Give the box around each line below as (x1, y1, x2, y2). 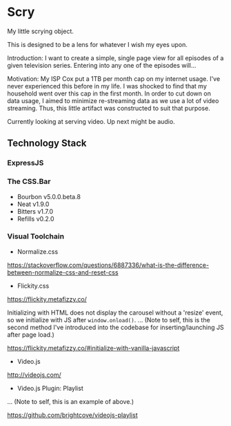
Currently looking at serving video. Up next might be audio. (7, 117, 175, 125)
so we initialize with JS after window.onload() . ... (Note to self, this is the (7, 315, 210, 324)
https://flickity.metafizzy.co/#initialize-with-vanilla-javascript (7, 344, 180, 352)
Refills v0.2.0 (17, 214, 54, 223)
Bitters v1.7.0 (17, 207, 54, 215)
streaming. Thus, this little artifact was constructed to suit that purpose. (7, 104, 210, 112)
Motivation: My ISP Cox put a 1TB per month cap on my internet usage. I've (7, 74, 221, 83)
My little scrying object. (7, 27, 74, 35)
